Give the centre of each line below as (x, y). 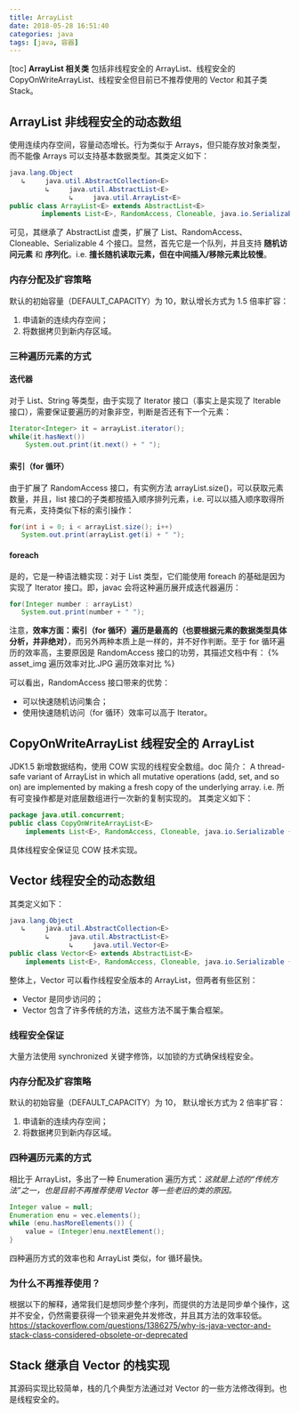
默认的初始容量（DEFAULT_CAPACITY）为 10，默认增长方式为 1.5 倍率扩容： (149, 301)
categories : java (41, 34)
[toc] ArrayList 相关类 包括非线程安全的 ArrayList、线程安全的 (122, 69)
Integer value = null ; (51, 1207)
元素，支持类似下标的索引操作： (75, 510)
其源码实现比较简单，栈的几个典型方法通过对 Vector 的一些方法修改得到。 (145, 1388)
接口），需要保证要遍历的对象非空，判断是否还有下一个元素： (120, 411)
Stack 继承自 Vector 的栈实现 (90, 1365)
